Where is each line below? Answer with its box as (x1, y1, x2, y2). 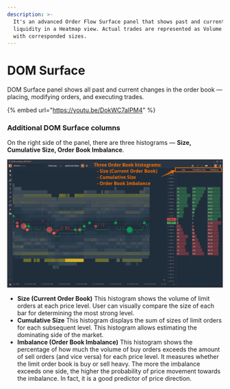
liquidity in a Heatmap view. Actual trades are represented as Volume (13, 25, 222, 32)
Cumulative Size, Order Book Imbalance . (7, 146, 125, 154)
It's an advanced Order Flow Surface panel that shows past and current (13, 18, 225, 25)
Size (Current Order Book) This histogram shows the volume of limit (16, 295, 210, 303)
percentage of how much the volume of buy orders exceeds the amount (16, 345, 220, 353)
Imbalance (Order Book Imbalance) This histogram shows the (16, 338, 193, 347)
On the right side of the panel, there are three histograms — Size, (7, 139, 192, 147)
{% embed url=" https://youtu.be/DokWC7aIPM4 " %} (7, 106, 156, 114)
